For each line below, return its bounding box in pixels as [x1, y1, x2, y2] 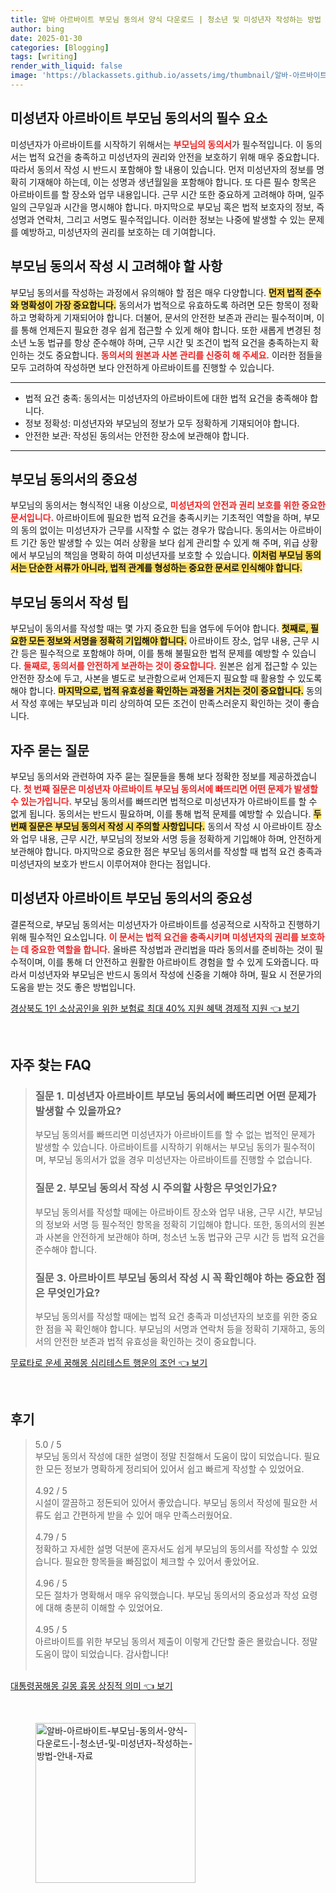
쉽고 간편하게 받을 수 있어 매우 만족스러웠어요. [53, 1509, 233, 1521]
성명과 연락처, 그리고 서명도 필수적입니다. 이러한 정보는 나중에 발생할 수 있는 [10, 213, 307, 225]
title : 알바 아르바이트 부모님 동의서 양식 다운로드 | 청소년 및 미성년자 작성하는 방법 [10, 14, 322, 25]
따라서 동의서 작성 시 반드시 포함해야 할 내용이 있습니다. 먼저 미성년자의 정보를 [10, 163, 315, 175]
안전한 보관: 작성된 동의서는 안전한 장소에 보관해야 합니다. [24, 429, 250, 441]
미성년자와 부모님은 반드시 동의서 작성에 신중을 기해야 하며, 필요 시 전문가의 [28, 968, 323, 980]
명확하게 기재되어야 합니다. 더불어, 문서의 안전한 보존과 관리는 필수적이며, [28, 311, 315, 323]
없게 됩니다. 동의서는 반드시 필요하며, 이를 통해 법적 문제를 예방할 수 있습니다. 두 [10, 807, 322, 820]
